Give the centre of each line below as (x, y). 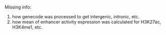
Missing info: (18, 7)
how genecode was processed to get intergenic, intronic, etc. (75, 17)
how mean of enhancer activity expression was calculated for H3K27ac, (87, 22)
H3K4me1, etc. (27, 27)
